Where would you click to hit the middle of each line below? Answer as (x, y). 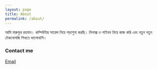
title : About (18, 14)
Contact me (19, 51)
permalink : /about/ (25, 18)
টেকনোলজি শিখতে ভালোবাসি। (26, 38)
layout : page (18, 9)
